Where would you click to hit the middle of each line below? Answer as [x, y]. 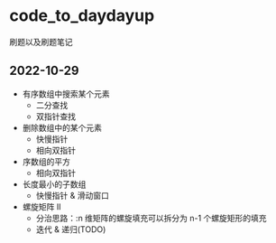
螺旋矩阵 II [41, 206]
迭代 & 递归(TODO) [71, 229]
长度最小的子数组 [54, 184]
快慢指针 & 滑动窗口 [73, 195]
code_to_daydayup [82, 16]
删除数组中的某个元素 [62, 127]
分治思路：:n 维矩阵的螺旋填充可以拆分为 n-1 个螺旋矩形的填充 [152, 218]
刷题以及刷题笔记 [41, 42]
